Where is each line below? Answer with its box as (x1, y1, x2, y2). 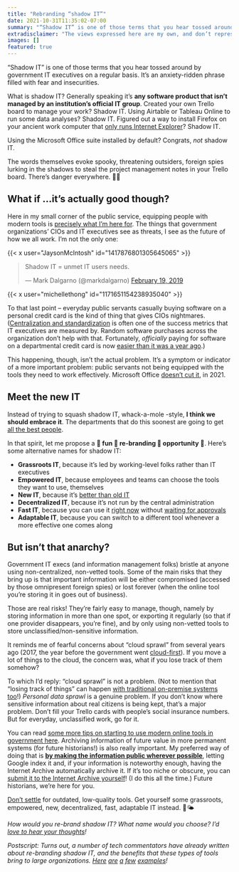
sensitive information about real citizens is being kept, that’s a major (7, 700, 206, 708)
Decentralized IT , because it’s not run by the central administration (17, 498, 215, 506)
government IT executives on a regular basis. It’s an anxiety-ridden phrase (7, 70, 225, 79)
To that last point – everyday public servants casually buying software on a (7, 303, 226, 312)
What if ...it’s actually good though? (7, 193, 170, 205)
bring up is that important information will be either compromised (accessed (7, 575, 230, 584)
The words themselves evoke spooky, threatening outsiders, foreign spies (7, 157, 224, 166)
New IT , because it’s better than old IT (17, 490, 130, 499)
